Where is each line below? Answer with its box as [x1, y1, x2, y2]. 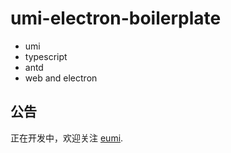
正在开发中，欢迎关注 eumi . [10, 132, 124, 144]
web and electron [24, 72, 98, 84]
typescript [24, 50, 68, 62]
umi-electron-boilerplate [10, 7, 222, 30]
